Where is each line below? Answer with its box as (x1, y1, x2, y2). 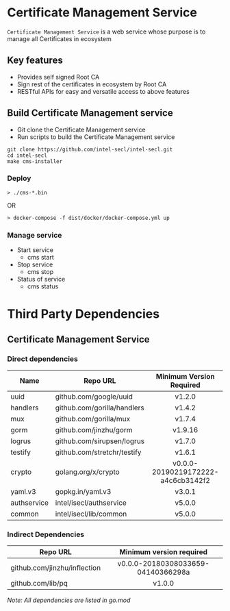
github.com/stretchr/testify (55, 447, 142, 457)
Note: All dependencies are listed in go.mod (7, 596, 131, 604)
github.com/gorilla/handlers (55, 403, 145, 412)
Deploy (7, 173, 31, 183)
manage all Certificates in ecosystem (7, 34, 112, 42)
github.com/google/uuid (55, 392, 133, 401)
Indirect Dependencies (7, 529, 85, 539)
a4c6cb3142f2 (160, 476, 211, 486)
